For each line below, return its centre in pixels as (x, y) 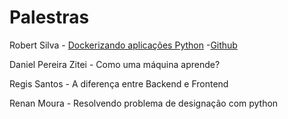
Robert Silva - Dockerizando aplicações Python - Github (123, 45)
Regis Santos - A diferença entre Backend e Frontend (119, 83)
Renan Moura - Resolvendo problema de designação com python (144, 103)
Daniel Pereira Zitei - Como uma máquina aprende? (115, 64)
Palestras (49, 17)
